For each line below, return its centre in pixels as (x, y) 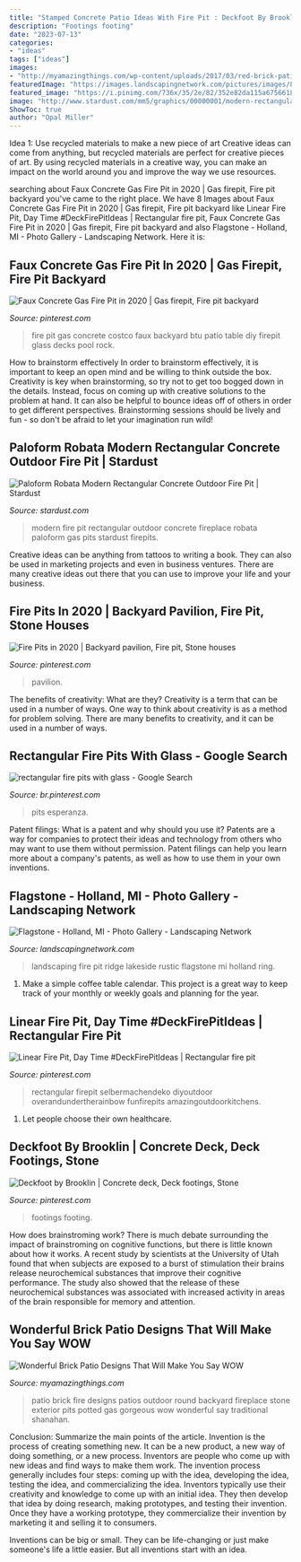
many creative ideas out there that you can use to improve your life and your (150, 573)
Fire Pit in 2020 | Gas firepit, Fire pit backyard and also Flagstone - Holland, (149, 227)
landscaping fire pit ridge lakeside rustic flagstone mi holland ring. (153, 966)
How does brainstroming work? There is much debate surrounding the (139, 1235)
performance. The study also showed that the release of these (125, 1282)
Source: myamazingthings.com (67, 1383)
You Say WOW (50, 1344)
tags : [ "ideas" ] (39, 59)
